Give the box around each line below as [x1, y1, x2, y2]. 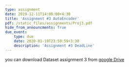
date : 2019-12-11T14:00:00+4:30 [5, 12, 71, 17]
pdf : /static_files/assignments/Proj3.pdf [5, 20, 92, 26]
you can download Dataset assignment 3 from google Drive [5, 56, 125, 62]
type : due [14, 34, 34, 39]
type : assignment [5, 7, 40, 12]
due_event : [5, 30, 27, 34]
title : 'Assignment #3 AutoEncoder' [5, 16, 79, 21]
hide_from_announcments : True [5, 25, 67, 30]
